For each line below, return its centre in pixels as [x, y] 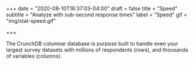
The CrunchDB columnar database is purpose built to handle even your [92, 44]
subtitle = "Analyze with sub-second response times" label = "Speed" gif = [97, 15]
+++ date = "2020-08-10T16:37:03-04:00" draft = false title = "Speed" [92, 8]
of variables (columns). [34, 56]
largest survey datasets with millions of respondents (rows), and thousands [97, 50]
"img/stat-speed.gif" [31, 21]
